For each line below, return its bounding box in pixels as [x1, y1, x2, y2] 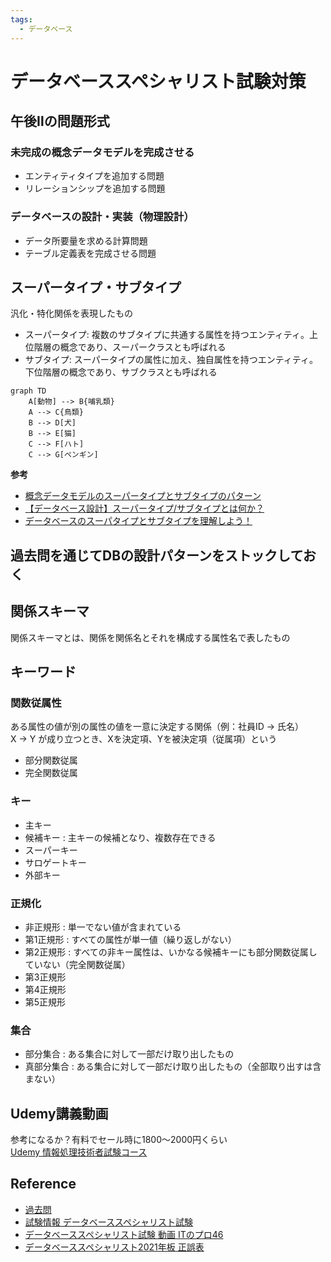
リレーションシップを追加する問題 [24, 182, 166, 195]
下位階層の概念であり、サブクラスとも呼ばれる [24, 366, 218, 378]
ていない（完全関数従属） [24, 958, 131, 970]
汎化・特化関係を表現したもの [10, 307, 133, 320]
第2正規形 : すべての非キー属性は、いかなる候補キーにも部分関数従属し [24, 946, 318, 958]
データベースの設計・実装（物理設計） [10, 210, 195, 224]
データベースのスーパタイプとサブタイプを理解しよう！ [24, 515, 253, 527]
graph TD [10, 386, 47, 396]
